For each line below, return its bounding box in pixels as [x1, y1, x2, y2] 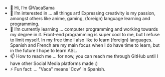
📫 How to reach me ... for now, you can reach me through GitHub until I [10, 53, 158, 59]
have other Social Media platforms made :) [10, 60, 98, 66]
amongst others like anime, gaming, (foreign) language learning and [10, 16, 150, 21]
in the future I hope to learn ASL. [10, 48, 78, 53]
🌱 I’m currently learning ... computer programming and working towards [10, 26, 158, 32]
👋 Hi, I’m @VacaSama [10, 5, 55, 11]
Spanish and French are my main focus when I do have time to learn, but [10, 42, 160, 48]
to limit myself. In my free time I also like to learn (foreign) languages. [10, 37, 153, 43]
